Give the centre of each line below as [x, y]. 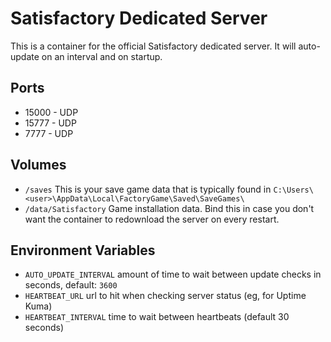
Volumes [38, 165]
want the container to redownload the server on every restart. [152, 219]
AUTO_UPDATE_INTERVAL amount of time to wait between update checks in [173, 274]
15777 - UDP [50, 123]
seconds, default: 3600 [71, 285]
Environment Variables [83, 250]
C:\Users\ [293, 190]
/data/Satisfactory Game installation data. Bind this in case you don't [169, 208]
